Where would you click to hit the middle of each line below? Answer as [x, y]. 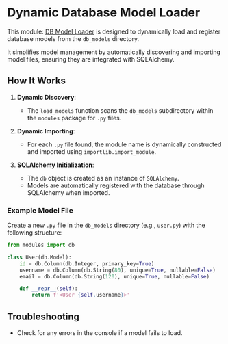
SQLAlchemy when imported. [68, 192]
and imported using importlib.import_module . [92, 151]
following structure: [35, 233]
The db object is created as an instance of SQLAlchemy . [103, 178]
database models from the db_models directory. [73, 38]
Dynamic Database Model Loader [104, 13]
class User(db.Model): [39, 257]
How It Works [37, 81]
